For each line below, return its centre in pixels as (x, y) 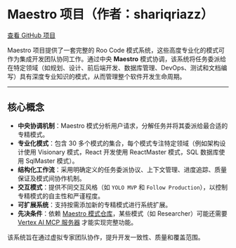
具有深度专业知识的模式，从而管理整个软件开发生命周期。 (103, 76)
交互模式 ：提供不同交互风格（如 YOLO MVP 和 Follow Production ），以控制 (123, 187)
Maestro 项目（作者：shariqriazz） (111, 14)
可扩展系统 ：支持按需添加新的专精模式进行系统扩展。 (94, 204)
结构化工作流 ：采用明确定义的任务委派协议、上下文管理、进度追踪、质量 (122, 169)
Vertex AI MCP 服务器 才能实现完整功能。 (77, 222)
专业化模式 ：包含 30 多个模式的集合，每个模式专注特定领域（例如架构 (118, 143)
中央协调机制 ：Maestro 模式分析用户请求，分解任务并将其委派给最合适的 (123, 125)
